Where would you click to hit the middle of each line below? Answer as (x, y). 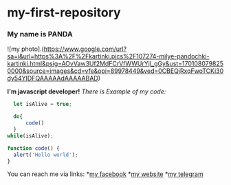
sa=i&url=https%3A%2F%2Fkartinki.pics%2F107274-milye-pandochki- (108, 56)
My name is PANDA (40, 34)
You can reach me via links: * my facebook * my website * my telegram (106, 174)
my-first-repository (64, 13)
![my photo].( (26, 49)
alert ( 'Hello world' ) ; (46, 155)
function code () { (33, 148)
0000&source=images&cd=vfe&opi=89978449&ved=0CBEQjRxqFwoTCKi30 (115, 71)
